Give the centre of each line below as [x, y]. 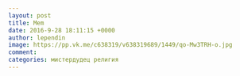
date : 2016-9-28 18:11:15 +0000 [62, 30]
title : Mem [26, 23]
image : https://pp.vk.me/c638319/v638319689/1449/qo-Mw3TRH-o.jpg [120, 45]
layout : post [30, 15]
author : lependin [37, 38]
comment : [23, 52]
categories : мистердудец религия [64, 60]
